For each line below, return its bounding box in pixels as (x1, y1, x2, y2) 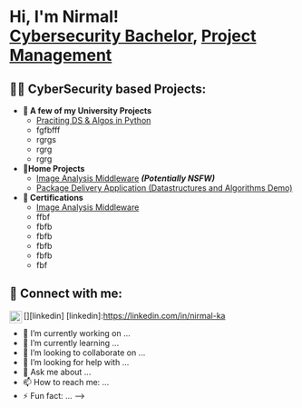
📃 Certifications (22, 193, 83, 203)
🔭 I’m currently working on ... (22, 327, 131, 338)
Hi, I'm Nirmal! (9, 6, 120, 27)
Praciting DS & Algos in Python (35, 115, 151, 125)
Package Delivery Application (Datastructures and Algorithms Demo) (35, 183, 293, 193)
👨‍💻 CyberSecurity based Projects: (9, 81, 207, 96)
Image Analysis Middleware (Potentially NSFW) (35, 173, 216, 184)
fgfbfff (35, 124, 61, 135)
